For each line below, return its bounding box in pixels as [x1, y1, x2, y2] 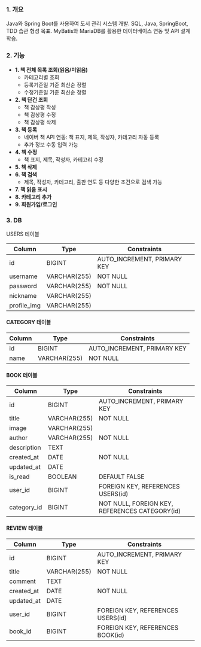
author [9, 434, 28, 442]
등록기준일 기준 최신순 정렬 [23, 81, 87, 88]
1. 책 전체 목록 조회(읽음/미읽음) [14, 66, 88, 73]
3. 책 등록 [14, 126, 38, 133]
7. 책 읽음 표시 [14, 185, 47, 193]
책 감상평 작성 [23, 103, 56, 111]
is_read [9, 472, 30, 481]
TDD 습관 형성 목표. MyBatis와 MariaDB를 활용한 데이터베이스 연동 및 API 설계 [6, 28, 190, 35]
